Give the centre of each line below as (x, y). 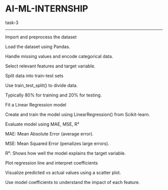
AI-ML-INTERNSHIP (47, 9)
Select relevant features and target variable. (50, 66)
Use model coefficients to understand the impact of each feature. (72, 182)
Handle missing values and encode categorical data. (59, 56)
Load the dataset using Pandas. (38, 46)
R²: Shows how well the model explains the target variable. (65, 153)
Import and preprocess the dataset (41, 37)
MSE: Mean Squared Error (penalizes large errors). (57, 143)
